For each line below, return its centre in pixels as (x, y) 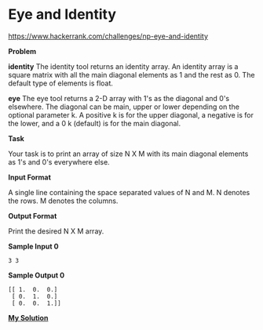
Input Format (29, 177)
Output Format (33, 216)
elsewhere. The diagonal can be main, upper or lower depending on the (124, 107)
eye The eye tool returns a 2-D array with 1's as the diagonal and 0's (119, 98)
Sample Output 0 (37, 275)
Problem (22, 51)
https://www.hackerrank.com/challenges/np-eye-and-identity (108, 36)
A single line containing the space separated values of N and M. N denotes (129, 192)
